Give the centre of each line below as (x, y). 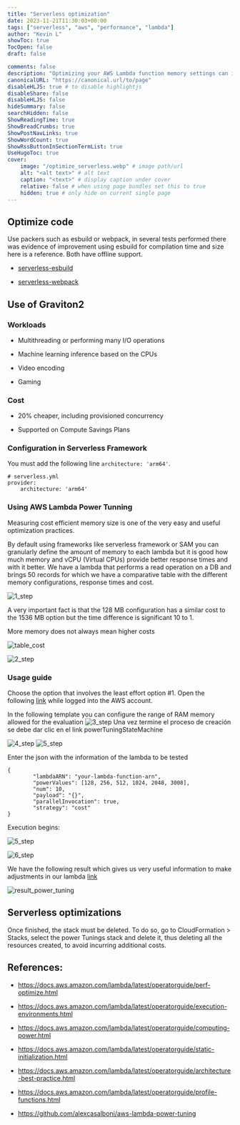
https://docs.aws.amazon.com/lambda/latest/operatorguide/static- (116, 1049)
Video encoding (41, 368)
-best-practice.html (46, 1078)
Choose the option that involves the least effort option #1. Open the (106, 693)
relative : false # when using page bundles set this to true (113, 186)
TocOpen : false (30, 47)
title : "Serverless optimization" (59, 14)
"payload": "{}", (59, 796)
